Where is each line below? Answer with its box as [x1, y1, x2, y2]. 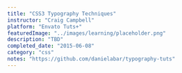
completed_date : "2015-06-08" [7, 42, 95, 49]
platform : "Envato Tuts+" [7, 23, 82, 30]
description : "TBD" [7, 36, 64, 43]
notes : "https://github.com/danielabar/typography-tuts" [7, 56, 176, 63]
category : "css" [7, 49, 54, 56]
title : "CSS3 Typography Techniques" [7, 10, 117, 17]
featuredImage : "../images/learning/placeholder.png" [7, 29, 167, 37]
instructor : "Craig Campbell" [7, 17, 95, 24]
